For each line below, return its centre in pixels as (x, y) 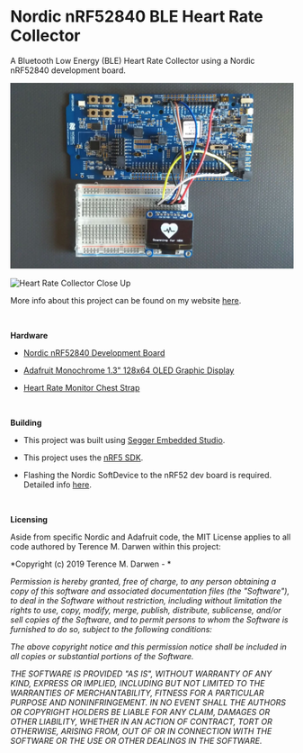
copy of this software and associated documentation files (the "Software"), (150, 591)
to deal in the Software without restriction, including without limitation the (146, 601)
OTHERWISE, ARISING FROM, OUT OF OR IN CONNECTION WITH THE (141, 731)
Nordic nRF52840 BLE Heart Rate (137, 17)
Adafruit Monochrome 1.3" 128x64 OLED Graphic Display (129, 370)
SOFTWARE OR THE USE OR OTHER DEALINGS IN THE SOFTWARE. (136, 741)
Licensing (29, 520)
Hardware (29, 336)
